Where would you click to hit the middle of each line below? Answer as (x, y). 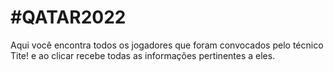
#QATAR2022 (68, 17)
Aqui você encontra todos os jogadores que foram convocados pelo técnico (167, 45)
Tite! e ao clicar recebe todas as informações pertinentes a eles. (143, 55)
